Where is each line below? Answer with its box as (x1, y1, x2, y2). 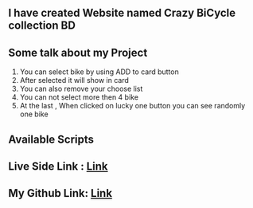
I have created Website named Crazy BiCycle (8, 6, 236, 20)
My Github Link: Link (8, 186, 113, 200)
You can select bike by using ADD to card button (19, 67, 179, 77)
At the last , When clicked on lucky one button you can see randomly (19, 101, 246, 111)
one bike (19, 109, 49, 119)
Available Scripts (8, 132, 94, 146)
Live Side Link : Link (8, 159, 109, 173)
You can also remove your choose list (19, 84, 143, 94)
